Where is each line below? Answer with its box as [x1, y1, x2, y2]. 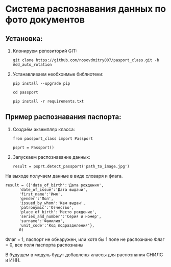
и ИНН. [5, 257, 21, 263]
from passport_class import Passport [12, 136, 93, 141]
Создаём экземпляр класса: [12, 126, 75, 132]
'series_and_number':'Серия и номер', [18, 214, 102, 219]
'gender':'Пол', [18, 196, 54, 201]
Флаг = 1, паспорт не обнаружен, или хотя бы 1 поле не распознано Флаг [5, 236, 165, 242]
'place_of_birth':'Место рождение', [18, 209, 97, 214]
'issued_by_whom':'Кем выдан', [18, 200, 86, 206]
